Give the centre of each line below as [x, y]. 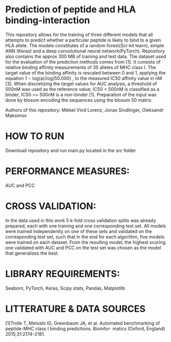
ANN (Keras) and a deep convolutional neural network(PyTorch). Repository [85, 51]
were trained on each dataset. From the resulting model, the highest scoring [85, 242]
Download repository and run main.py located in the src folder [71, 150]
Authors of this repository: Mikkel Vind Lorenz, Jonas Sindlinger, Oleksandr [84, 110]
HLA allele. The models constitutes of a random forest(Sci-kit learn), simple [85, 45]
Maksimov [16, 115]
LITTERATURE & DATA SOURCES [76, 309]
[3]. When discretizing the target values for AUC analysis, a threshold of [81, 84]
